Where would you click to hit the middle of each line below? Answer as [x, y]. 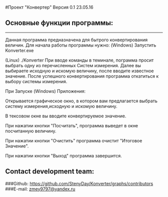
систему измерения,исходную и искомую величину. [61, 106]
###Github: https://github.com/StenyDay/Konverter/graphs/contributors [79, 183]
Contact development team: [50, 172]
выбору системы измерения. [36, 81]
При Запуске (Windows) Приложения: [45, 91]
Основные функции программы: [59, 23]
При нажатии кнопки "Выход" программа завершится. [64, 155]
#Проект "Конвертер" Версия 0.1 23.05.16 [49, 7]
